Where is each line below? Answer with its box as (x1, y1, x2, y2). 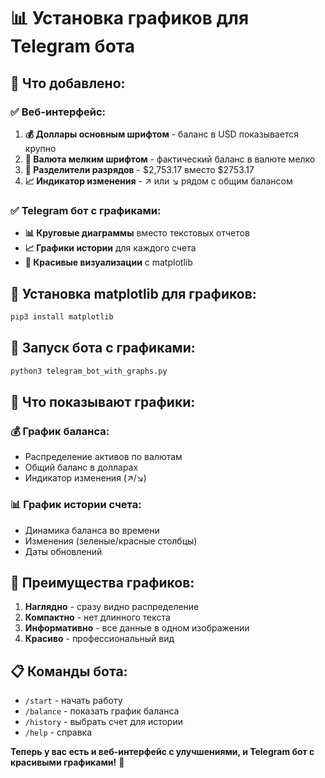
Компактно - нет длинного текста (24, 611, 171, 624)
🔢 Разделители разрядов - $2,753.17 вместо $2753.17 (24, 163, 255, 175)
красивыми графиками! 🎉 (10, 756, 125, 769)
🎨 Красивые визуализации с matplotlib (24, 256, 193, 269)
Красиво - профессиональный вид (24, 633, 175, 645)
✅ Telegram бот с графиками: (10, 203, 162, 217)
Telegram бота (10, 35, 135, 58)
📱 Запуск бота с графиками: (10, 340, 196, 357)
